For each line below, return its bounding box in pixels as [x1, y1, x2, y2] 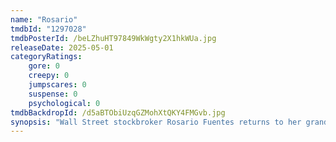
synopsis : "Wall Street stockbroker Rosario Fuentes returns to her [10, 117, 302, 127]
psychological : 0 [28, 98, 101, 108]
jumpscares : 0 [28, 80, 87, 90]
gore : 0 [28, 61, 60, 71]
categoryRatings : [10, 52, 83, 62]
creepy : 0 [28, 71, 70, 81]
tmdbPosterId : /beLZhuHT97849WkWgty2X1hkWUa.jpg [10, 33, 217, 43]
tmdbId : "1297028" [10, 24, 87, 34]
